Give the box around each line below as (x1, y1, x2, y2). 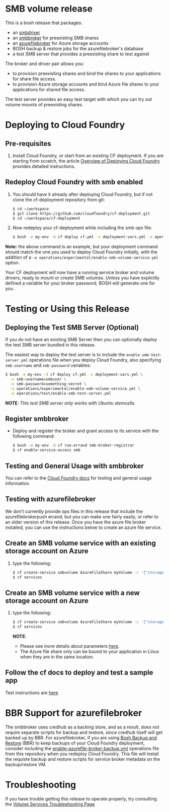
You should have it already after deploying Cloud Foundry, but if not (12, 191, 153, 197)
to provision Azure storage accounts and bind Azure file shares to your (12, 81, 159, 87)
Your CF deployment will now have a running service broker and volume (5, 269, 154, 276)
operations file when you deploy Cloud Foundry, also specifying (29, 357, 161, 363)
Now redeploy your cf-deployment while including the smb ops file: (12, 225, 152, 231)
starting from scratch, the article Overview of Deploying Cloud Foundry (12, 158, 160, 164)
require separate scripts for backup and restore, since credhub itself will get (5, 729, 163, 735)
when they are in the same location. (20, 653, 94, 660)
